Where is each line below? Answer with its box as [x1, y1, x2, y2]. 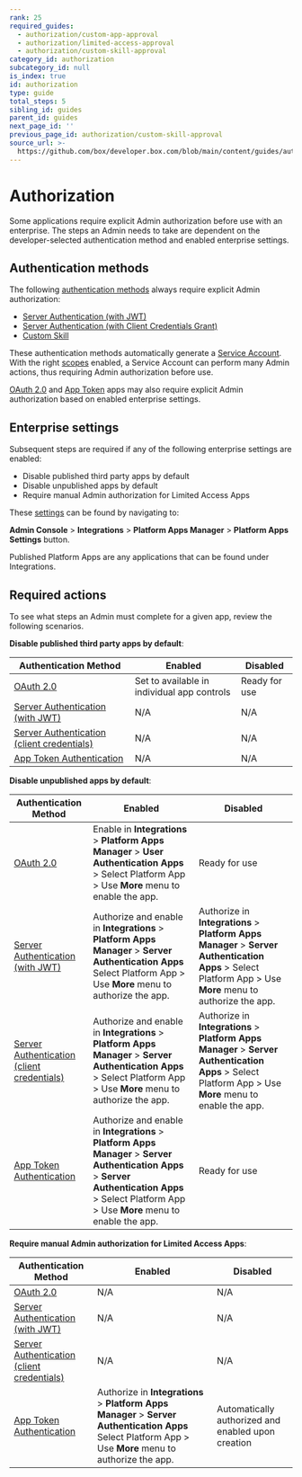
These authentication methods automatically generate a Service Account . [9, 348, 282, 359]
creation [217, 1437, 252, 1448]
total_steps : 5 [9, 96, 67, 106]
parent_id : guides [9, 113, 78, 122]
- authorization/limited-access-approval [17, 38, 175, 48]
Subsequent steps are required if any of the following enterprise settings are [9, 444, 292, 455]
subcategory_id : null [9, 64, 91, 73]
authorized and [217, 1414, 281, 1426]
